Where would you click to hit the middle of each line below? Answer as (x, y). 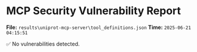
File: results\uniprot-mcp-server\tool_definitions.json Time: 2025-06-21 (98, 27)
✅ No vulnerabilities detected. (43, 44)
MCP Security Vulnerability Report (93, 11)
